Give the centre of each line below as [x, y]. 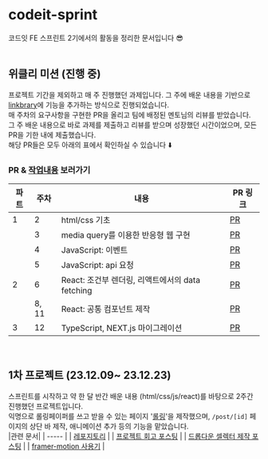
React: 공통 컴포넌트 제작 [106, 309]
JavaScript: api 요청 [97, 265]
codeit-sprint [53, 15]
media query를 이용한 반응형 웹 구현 [126, 235]
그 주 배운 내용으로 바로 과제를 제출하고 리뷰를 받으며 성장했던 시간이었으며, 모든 [133, 125]
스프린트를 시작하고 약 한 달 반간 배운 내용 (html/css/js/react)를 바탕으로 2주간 [131, 396]
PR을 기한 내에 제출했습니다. [52, 134]
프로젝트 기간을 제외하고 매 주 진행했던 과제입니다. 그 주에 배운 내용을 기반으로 [130, 94]
